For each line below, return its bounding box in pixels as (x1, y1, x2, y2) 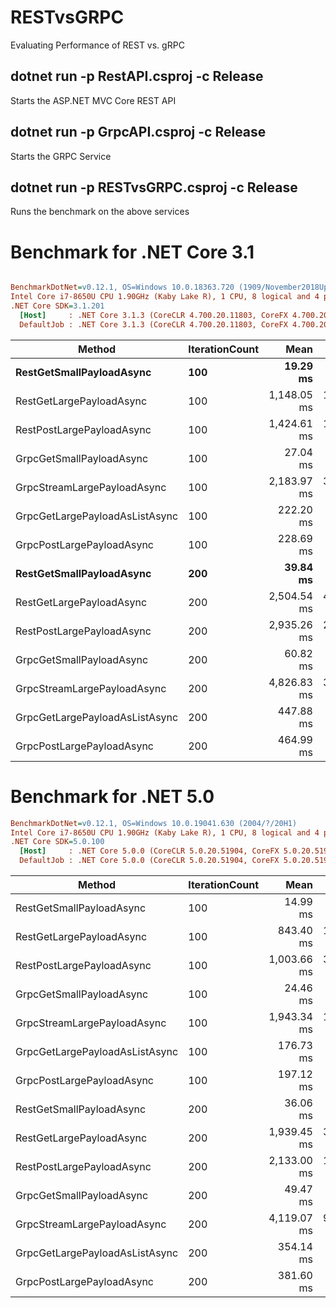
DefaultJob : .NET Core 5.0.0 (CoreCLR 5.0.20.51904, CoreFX (19, 856, 280, 866)
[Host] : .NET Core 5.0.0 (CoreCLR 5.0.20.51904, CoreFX (19, 846, 280, 856)
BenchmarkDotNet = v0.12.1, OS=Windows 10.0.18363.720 (10, 282, 235, 293)
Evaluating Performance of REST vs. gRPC (10, 39, 185, 51)
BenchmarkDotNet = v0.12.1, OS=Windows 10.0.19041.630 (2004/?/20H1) (10, 818, 298, 828)
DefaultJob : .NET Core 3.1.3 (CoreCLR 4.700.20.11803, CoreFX (19, 319, 288, 330)
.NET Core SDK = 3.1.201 (10, 301, 105, 311)
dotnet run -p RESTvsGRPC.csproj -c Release (10, 179, 298, 196)
